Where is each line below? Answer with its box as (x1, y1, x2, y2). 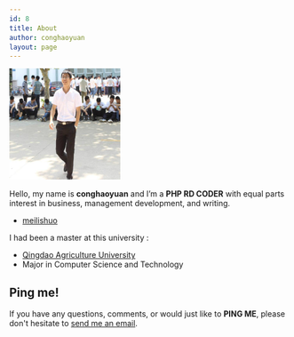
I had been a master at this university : (9, 232, 149, 244)
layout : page (9, 43, 58, 52)
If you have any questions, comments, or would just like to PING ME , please (9, 309, 286, 319)
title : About (9, 23, 58, 33)
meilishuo (21, 215, 58, 226)
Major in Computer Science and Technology (21, 259, 184, 270)
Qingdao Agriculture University (21, 250, 136, 261)
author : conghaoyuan (9, 33, 86, 42)
